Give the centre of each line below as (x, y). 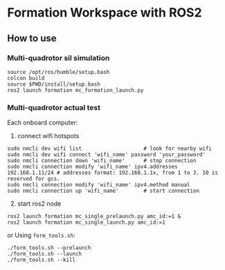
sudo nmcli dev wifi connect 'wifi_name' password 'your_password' (107, 155)
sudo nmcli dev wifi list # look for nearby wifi (110, 149)
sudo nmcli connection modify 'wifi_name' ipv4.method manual (99, 185)
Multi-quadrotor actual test (54, 107)
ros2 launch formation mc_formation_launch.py (75, 90)
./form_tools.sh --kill (42, 260)
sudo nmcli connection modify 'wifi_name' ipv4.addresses (92, 167)
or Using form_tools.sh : (41, 235)
